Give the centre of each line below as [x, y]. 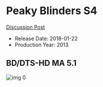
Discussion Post [26, 27]
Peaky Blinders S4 [52, 11]
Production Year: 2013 [41, 45]
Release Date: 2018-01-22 [46, 38]
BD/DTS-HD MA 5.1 [41, 63]
